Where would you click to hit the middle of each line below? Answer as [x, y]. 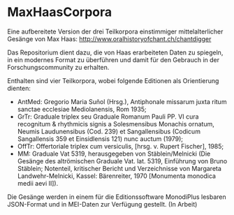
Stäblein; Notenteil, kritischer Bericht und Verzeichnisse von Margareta [119, 168]
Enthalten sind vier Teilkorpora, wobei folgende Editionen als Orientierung [113, 80]
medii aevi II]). [38, 183]
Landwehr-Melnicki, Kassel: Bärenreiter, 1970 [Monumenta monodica [117, 176]
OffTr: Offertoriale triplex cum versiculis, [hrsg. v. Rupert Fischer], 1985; [120, 146]
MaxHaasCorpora [60, 12]
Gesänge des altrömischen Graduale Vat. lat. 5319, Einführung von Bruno [122, 161]
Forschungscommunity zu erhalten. [58, 67]
